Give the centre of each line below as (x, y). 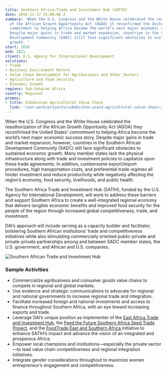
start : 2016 (17, 47)
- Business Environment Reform (38, 70)
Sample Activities (27, 269)
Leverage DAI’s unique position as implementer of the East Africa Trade (85, 318)
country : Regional (24, 93)
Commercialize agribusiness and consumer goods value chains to (80, 281)
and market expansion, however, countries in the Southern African (73, 143)
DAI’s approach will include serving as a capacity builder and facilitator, (78, 226)
